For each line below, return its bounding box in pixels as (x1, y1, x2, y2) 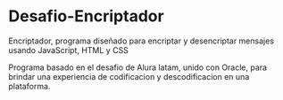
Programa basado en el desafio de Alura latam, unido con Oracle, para (8, 62, 268, 73)
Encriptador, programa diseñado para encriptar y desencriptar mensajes (8, 35, 274, 46)
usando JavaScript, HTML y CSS (8, 44, 129, 55)
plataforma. (8, 81, 51, 91)
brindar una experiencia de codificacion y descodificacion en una (8, 71, 250, 81)
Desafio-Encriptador (8, 6, 164, 27)
